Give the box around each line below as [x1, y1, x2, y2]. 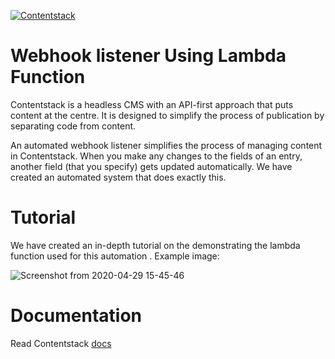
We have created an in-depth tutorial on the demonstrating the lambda [10, 239, 301, 251]
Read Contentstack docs [10, 337, 112, 349]
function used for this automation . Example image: [10, 250, 220, 262]
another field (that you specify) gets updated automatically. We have [10, 160, 293, 172]
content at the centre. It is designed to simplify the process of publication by [10, 109, 325, 121]
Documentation [10, 305, 143, 327]
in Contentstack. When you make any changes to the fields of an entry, [10, 150, 303, 162]
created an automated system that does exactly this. [10, 171, 227, 183]
